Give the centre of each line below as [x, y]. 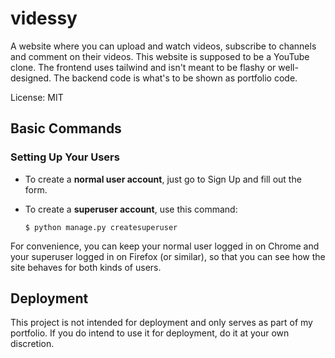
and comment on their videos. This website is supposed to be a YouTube [160, 56]
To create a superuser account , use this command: [131, 209]
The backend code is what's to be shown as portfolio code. [175, 78]
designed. [31, 78]
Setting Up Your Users [65, 157]
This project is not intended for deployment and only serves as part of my [161, 323]
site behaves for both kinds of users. [86, 267]
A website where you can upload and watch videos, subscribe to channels [163, 46]
